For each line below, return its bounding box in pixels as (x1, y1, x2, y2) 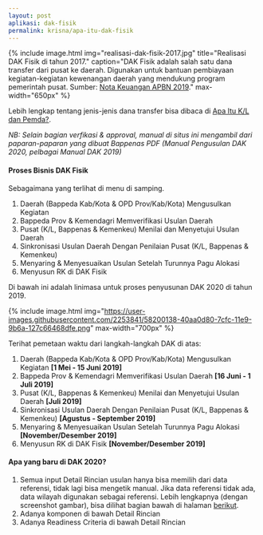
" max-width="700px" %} (90, 323, 175, 332)
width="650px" (8, 91, 59, 101)
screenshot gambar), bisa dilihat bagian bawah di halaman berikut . (19, 500, 239, 509)
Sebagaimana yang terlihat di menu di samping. (8, 183, 165, 192)
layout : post (8, 11, 52, 20)
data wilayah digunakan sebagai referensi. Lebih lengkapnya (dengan (19, 492, 249, 501)
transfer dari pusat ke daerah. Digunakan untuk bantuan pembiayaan (8, 65, 234, 75)
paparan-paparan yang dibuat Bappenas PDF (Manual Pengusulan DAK (8, 139, 247, 149)
